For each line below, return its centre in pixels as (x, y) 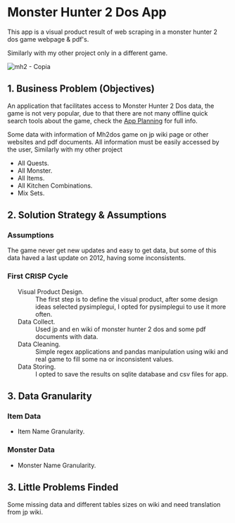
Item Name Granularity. (51, 431)
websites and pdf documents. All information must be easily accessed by (113, 142)
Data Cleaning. (39, 344)
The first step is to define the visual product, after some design (126, 299)
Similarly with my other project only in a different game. (87, 53)
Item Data (24, 417)
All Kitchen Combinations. (55, 185)
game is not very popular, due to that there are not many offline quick (108, 113)
